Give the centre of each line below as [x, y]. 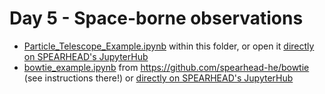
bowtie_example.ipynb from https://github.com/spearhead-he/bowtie [166, 67]
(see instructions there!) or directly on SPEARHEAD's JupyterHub [158, 78]
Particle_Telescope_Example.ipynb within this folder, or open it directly [169, 46]
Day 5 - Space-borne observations [156, 18]
